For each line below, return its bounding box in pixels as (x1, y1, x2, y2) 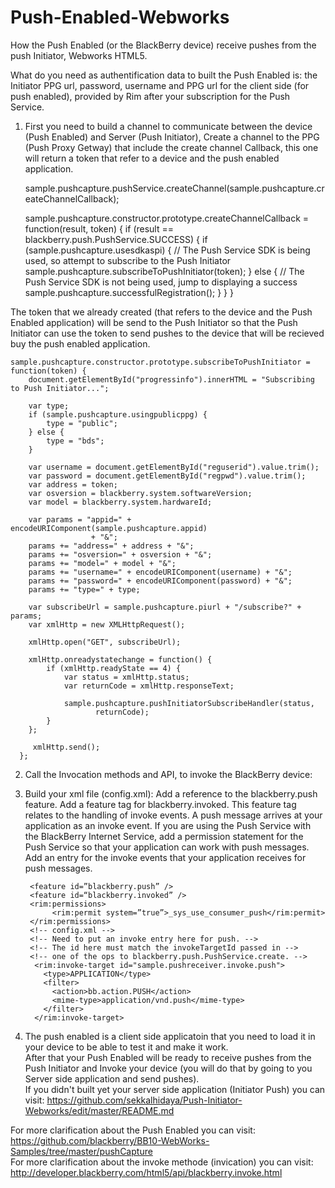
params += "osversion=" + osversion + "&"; (28, 549, 213, 560)
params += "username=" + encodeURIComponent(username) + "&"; (28, 567, 293, 577)
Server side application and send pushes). (24, 1072, 200, 1085)
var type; (28, 401, 70, 411)
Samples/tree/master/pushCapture (10, 1145, 153, 1157)
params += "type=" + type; (28, 584, 141, 595)
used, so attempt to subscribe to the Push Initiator (24, 254, 232, 266)
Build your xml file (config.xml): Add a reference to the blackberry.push (24, 787, 318, 800)
